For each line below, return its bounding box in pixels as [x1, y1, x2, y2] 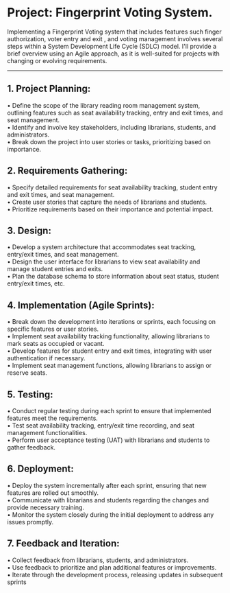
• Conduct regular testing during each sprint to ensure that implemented [7, 407, 212, 415]
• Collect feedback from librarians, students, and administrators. [7, 556, 189, 564]
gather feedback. [7, 443, 56, 451]
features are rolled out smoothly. [7, 489, 99, 497]
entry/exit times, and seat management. [7, 251, 119, 259]
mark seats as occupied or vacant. [7, 340, 105, 348]
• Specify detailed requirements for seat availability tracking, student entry [7, 183, 218, 191]
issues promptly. [7, 518, 54, 526]
